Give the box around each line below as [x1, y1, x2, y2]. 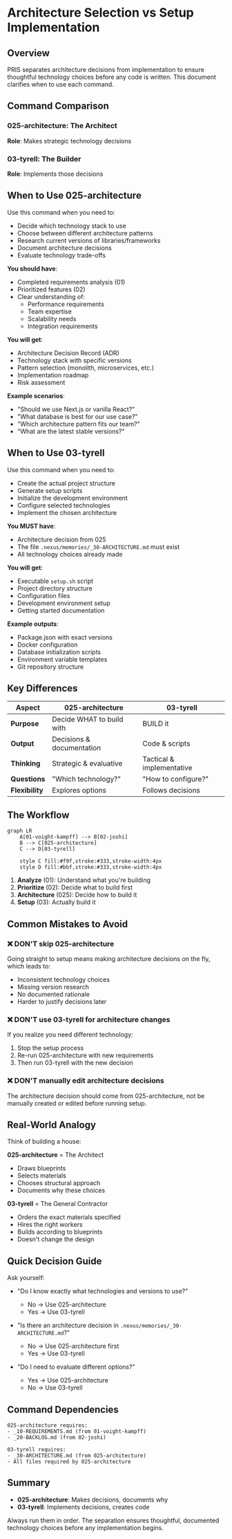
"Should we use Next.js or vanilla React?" [17, 405, 135, 413]
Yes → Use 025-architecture [27, 1376, 109, 1385]
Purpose [10, 719, 39, 728]
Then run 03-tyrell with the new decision [17, 1059, 133, 1067]
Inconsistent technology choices [17, 975, 110, 984]
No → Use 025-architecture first [27, 1342, 119, 1351]
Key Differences [7, 683, 78, 694]
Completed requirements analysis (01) [17, 278, 126, 286]
